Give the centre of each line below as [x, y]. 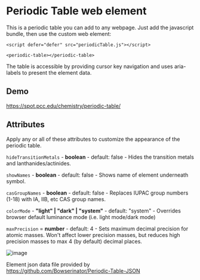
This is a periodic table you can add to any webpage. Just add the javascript [100, 27]
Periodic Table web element [76, 11]
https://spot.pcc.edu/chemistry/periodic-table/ [64, 106]
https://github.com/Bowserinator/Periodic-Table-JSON [73, 270]
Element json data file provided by [48, 264]
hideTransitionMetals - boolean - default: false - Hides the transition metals [100, 157]
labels [13, 72]
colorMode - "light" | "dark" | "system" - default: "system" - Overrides [93, 211]
